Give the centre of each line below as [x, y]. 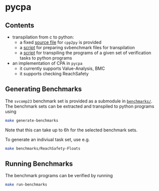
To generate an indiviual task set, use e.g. [47, 139]
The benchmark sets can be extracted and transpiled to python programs [80, 106]
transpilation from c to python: [43, 37]
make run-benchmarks [26, 185]
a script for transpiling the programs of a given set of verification [85, 53]
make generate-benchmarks [32, 120]
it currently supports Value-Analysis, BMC [62, 68]
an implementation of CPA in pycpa [47, 63]
